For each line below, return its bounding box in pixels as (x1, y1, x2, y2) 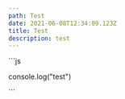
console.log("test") (8, 72, 72, 81)
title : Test (8, 27, 48, 35)
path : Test (8, 11, 45, 20)
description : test (8, 34, 70, 43)
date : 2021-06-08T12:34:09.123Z (8, 19, 117, 27)
